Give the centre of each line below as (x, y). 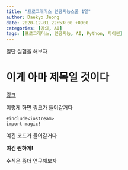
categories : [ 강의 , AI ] (34, 28)
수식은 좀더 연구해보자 (32, 161)
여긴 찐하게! (20, 148)
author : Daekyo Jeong (33, 17)
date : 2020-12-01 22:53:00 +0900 (47, 23)
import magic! (24, 124)
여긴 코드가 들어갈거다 (32, 136)
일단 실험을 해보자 (27, 52)
